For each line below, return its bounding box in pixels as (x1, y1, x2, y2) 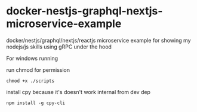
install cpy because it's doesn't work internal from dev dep (6, 88, 151, 95)
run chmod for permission (6, 66, 70, 73)
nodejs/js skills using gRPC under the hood (6, 43, 112, 50)
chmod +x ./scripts (6, 78, 55, 84)
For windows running (6, 55, 59, 62)
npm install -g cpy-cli (6, 100, 66, 106)
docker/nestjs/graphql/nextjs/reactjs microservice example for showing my (6, 37, 191, 44)
